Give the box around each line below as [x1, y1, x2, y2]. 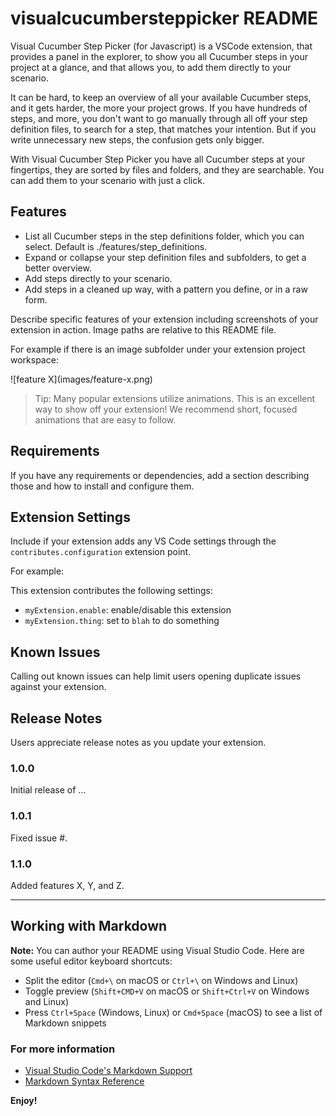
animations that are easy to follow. [34, 413, 177, 426]
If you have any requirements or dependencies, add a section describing [10, 469, 310, 481]
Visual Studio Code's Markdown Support [24, 1065, 193, 1076]
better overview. [24, 262, 92, 274]
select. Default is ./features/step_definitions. [24, 240, 208, 252]
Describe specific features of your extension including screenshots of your [10, 313, 319, 325]
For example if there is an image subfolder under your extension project [10, 343, 306, 355]
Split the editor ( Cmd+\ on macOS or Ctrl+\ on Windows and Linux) [24, 974, 299, 986]
